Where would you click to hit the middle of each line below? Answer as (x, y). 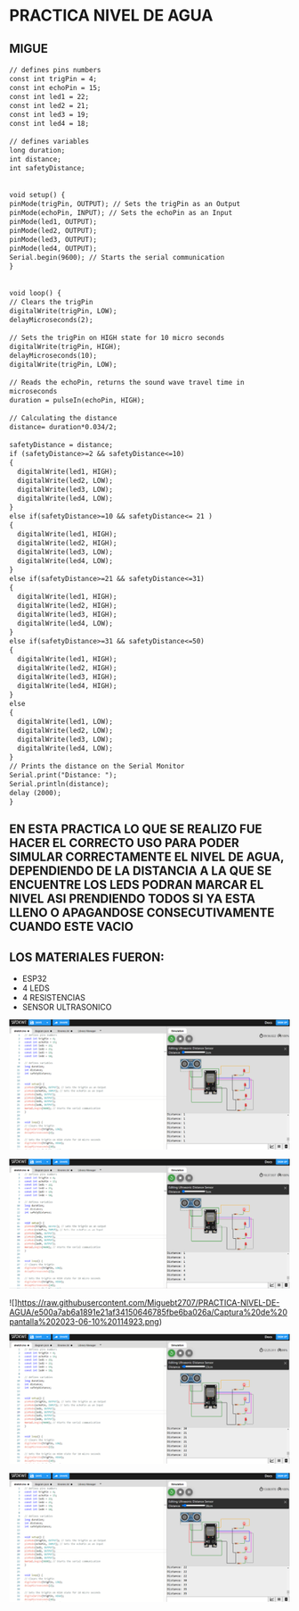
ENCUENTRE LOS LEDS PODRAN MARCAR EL (137, 885)
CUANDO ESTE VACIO (72, 927)
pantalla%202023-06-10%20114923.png (85, 1322)
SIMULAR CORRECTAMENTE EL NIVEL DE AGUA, (147, 857)
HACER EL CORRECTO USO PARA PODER (124, 843)
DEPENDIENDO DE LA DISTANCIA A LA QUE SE (141, 871)
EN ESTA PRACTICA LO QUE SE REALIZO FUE (136, 830)
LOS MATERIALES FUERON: (87, 957)
